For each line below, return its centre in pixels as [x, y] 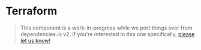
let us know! [35, 40]
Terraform [31, 11]
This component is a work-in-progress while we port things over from [106, 28]
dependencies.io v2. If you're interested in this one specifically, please [107, 34]
